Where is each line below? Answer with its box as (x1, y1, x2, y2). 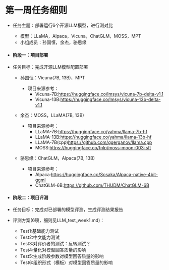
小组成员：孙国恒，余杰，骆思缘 (20, 39, 87, 45)
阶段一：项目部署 (12, 51, 48, 58)
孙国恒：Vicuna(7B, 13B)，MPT (20, 75, 85, 81)
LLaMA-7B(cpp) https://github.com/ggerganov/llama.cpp (35, 139, 152, 145)
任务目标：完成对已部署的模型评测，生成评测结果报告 (12, 206, 124, 212)
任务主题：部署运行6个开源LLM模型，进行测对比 (12, 22, 113, 28)
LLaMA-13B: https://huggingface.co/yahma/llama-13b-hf (35, 134, 152, 140)
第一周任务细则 (5, 5, 68, 16)
